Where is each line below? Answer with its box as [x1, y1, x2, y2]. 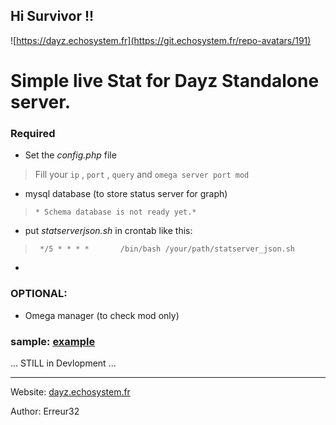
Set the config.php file [24, 149, 117, 161]
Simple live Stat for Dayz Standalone [10, 70, 320, 92]
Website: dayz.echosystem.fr [10, 385, 131, 398]
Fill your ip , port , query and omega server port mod [34, 169, 250, 181]
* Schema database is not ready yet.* [34, 207, 197, 218]
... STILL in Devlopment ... [10, 357, 117, 369]
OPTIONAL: [10, 287, 68, 301]
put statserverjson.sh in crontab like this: [24, 225, 193, 237]
